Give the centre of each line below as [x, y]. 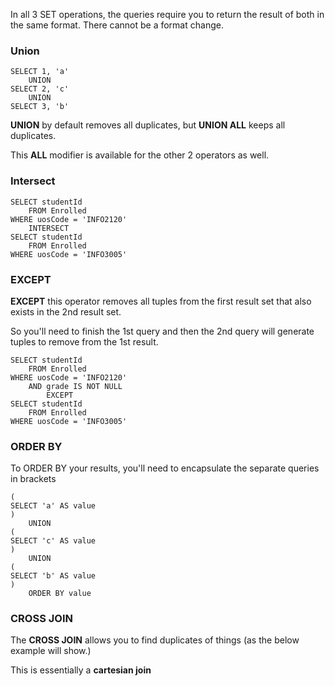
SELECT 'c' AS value [53, 541]
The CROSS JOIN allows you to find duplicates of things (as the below [155, 640]
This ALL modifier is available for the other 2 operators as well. [140, 155]
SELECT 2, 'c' [40, 89]
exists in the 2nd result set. [66, 311]
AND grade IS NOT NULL [75, 386]
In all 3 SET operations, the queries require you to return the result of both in [167, 14]
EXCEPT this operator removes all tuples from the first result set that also [161, 301]
